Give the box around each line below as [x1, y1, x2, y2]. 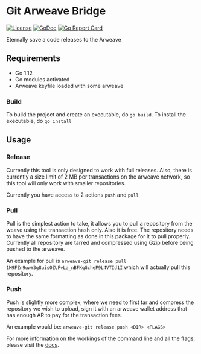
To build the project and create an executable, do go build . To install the [6, 111, 186, 118]
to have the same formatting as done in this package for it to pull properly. [6, 233, 191, 240]
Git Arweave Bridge [6, 4, 106, 18]
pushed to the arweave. [6, 245, 65, 253]
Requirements [6, 53, 60, 64]
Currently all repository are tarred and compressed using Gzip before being [6, 239, 194, 247]
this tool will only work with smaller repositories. [6, 179, 126, 186]
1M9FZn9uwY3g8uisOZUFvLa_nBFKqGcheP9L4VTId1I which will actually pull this [6, 264, 191, 271]
